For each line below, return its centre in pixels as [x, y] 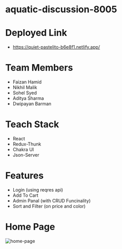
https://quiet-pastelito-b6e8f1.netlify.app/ [56, 47]
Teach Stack [32, 125]
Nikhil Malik [25, 88]
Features [25, 176]
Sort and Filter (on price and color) [49, 206]
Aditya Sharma [28, 98]
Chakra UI [23, 149]
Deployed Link [36, 33]
